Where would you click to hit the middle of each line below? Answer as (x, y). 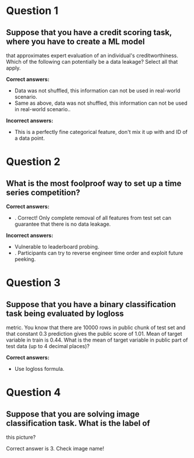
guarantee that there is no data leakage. (63, 224)
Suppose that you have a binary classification (91, 304)
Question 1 (32, 11)
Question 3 (33, 283)
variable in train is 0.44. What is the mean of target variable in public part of (97, 340)
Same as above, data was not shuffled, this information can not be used (101, 103)
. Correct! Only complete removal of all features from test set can (93, 218)
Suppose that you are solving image (73, 414)
